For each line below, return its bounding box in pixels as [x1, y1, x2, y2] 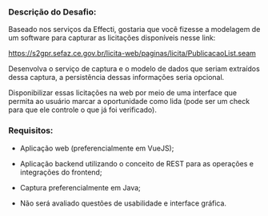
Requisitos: [8, 125, 54, 136]
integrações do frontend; [19, 167, 102, 177]
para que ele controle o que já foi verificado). [8, 105, 158, 114]
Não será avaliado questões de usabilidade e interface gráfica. [19, 198, 226, 208]
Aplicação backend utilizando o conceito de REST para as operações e [19, 158, 254, 168]
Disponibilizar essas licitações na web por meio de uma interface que [8, 88, 238, 98]
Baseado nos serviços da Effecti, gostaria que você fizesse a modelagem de [8, 25, 261, 34]
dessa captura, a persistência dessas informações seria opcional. [8, 73, 225, 82]
